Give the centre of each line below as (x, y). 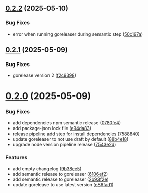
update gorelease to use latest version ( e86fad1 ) (63, 185)
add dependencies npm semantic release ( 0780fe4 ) (67, 123)
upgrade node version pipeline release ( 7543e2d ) (64, 144)
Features (16, 157)
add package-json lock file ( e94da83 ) (52, 128)
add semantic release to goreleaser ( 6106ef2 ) (60, 174)
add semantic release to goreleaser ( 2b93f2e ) (60, 179)
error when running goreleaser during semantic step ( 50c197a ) (78, 34)
